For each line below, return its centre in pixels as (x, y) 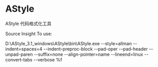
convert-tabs (19, 59)
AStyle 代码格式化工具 (28, 23)
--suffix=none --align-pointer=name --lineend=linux (88, 54)
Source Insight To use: (29, 33)
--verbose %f (48, 59)
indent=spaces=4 (24, 49)
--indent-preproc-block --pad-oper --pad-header (96, 49)
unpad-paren (19, 54)
